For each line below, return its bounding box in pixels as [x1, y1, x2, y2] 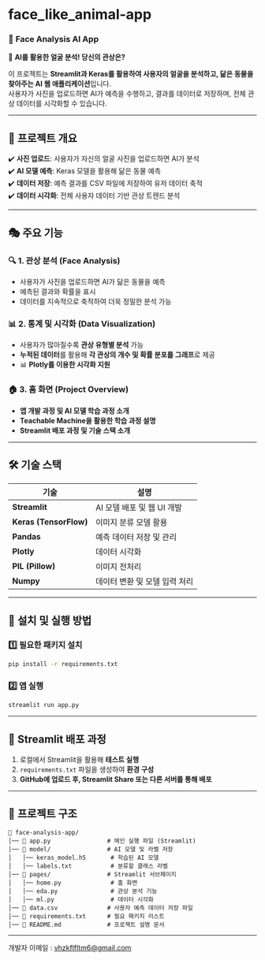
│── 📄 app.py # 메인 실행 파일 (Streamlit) [8, 837, 196, 845]
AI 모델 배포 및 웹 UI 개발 [95, 502, 183, 513]
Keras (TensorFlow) [12, 516, 88, 527]
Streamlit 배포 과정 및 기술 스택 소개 [19, 426, 131, 435]
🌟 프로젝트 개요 [8, 132, 77, 145]
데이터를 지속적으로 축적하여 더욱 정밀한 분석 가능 [19, 296, 172, 306]
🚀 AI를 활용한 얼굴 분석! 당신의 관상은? [8, 53, 125, 62]
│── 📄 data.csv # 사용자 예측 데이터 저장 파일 [8, 904, 193, 912]
